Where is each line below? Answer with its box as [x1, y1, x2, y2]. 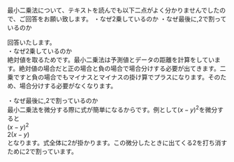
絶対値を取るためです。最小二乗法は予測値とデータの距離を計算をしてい [7, 56, 215, 64]
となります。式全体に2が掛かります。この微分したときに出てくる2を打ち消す [7, 138, 228, 147]
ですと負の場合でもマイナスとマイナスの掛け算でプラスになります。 [13, 73, 208, 81]
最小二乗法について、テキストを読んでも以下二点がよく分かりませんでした [7, 6, 220, 14]
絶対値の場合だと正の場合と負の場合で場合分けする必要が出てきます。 [18, 65, 220, 72]
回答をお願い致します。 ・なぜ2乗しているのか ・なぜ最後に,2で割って [25, 15, 227, 23]
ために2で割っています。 [7, 147, 78, 156]
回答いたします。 [7, 38, 56, 47]
